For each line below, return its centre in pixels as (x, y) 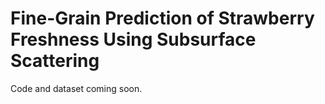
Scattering (55, 61)
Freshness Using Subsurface (133, 39)
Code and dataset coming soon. (76, 88)
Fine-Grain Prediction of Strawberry (162, 18)
